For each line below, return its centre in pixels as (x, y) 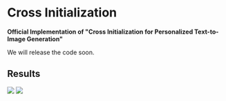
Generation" (45, 38)
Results (24, 74)
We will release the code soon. (51, 52)
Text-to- (207, 32)
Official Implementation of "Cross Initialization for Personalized (100, 32)
